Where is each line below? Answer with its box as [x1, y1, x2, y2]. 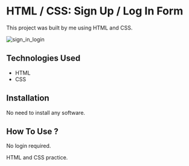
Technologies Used [6, 53, 80, 64]
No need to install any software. [6, 109, 86, 116]
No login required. [6, 143, 51, 150]
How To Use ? [6, 126, 59, 137]
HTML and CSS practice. [6, 154, 68, 161]
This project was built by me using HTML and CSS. [6, 24, 133, 31]
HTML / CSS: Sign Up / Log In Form [6, 4, 184, 18]
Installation [6, 93, 50, 103]
